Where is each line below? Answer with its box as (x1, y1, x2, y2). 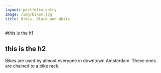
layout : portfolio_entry (5, 7, 57, 12)
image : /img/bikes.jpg (5, 12, 52, 17)
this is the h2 (5, 44, 46, 53)
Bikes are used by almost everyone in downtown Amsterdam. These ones (5, 58, 156, 64)
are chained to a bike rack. (5, 63, 60, 69)
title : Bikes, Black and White (5, 16, 70, 21)
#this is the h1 (5, 30, 33, 36)
